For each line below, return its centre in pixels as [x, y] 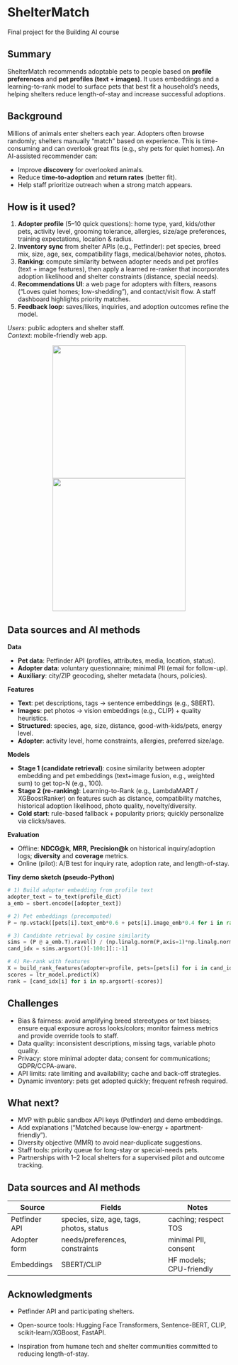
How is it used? [42, 207]
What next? [33, 1103]
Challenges [33, 1004]
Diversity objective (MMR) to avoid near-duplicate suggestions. [110, 1142]
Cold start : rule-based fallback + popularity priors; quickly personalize [121, 814]
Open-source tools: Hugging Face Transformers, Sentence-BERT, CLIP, [122, 1325]
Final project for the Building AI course [63, 32]
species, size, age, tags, [101, 1220]
